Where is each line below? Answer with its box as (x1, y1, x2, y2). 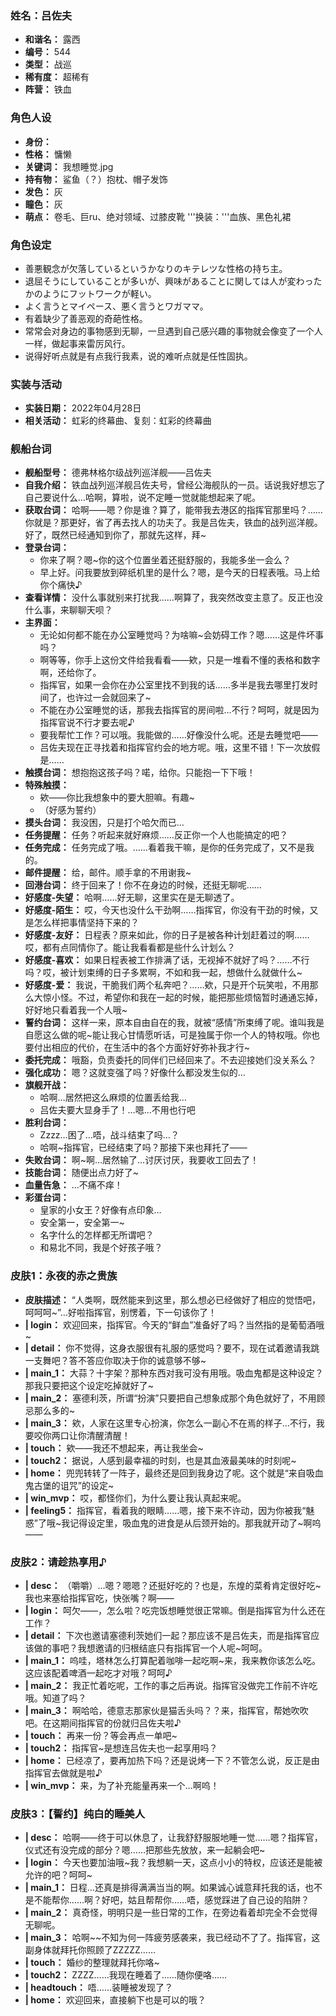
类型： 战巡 (24, 58, 72, 71)
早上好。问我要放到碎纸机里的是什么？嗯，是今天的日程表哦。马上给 (39, 567, 321, 579)
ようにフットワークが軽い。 (42, 287, 157, 299)
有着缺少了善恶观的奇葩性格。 (24, 312, 148, 324)
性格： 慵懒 (24, 148, 72, 160)
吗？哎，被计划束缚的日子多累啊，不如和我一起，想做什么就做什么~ (24, 967, 303, 979)
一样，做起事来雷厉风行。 (24, 337, 131, 349)
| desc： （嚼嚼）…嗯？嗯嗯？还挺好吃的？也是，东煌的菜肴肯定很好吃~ (24, 1580, 322, 1592)
